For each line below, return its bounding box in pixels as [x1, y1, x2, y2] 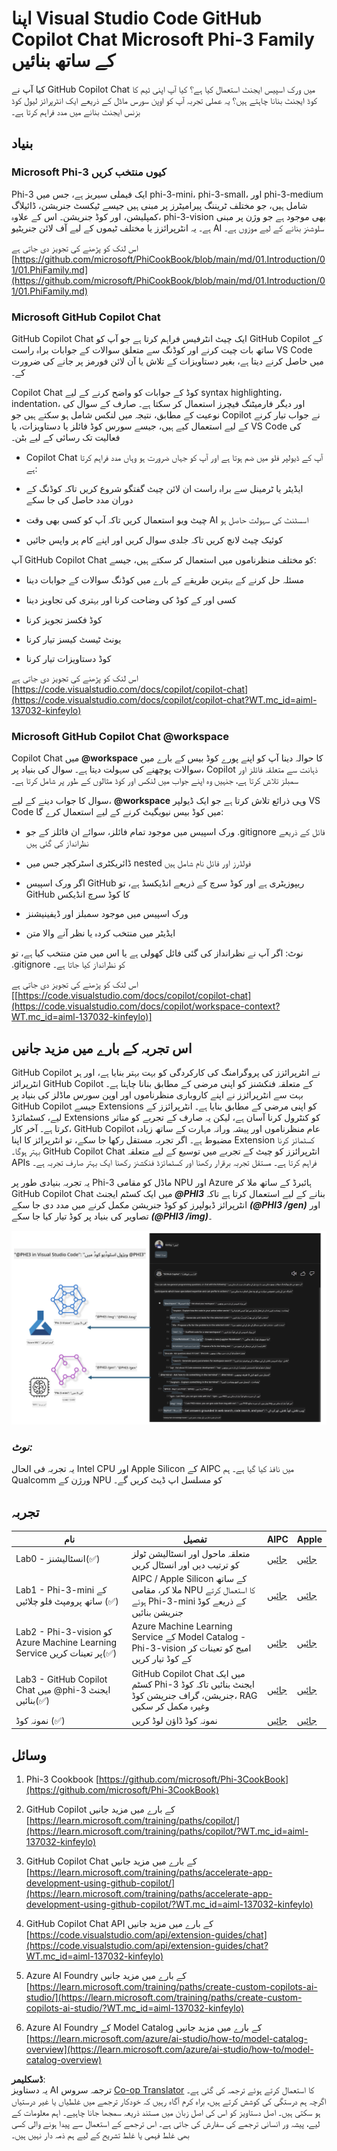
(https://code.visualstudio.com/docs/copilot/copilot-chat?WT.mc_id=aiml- [11, 693, 318, 706]
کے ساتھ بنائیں [11, 50, 116, 72]
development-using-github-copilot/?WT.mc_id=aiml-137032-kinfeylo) [25, 1898, 314, 1911]
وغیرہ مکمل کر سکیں [131, 1700, 210, 1712]
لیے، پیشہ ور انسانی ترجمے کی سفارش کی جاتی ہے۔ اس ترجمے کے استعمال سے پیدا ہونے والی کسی [11, 2118, 321, 2130]
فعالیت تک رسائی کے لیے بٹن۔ [11, 431, 121, 443]
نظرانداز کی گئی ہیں [25, 837, 89, 849]
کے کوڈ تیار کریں [131, 1653, 193, 1665]
